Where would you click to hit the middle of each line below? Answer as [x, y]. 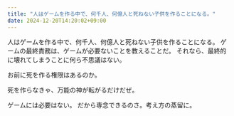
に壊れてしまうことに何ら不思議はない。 [67, 59]
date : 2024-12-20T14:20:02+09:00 [57, 21]
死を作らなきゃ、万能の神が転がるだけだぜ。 [73, 90]
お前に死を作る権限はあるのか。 [54, 75]
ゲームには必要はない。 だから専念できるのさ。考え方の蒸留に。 [102, 105]
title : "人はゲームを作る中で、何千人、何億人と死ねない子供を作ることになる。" [111, 14]
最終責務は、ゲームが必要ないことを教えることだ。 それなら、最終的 [126, 51]
